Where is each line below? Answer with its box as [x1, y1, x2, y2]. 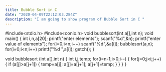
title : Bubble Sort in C [5, 7, 57, 12]
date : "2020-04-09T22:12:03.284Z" [5, 12, 78, 17]
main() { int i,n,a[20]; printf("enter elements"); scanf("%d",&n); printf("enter [5, 35, 161, 41]
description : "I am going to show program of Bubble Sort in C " [5, 16, 144, 21]
